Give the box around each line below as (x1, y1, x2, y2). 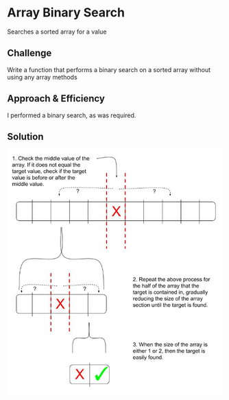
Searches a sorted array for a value (7, 27, 107, 36)
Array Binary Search (7, 5, 125, 21)
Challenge (7, 47, 52, 59)
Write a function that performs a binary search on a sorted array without (7, 65, 211, 73)
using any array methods (7, 73, 77, 81)
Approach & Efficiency (7, 93, 105, 104)
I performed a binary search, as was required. (7, 111, 136, 119)
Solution (7, 130, 44, 142)
